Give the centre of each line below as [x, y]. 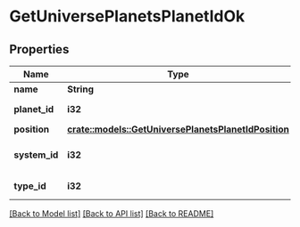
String [80, 89]
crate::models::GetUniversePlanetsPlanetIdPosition [178, 129]
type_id [30, 186]
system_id [36, 155]
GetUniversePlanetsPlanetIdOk [127, 16]
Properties [39, 49]
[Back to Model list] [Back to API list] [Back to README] [112, 214]
